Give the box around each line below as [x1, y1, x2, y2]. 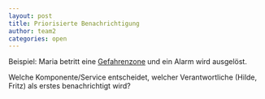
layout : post [8, 11, 53, 20]
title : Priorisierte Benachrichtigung [8, 19, 140, 28]
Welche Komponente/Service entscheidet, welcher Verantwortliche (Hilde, [8, 72, 258, 82]
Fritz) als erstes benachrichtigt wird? [8, 81, 132, 91]
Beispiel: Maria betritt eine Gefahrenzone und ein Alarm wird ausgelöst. [8, 57, 248, 67]
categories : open [8, 34, 67, 43]
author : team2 [8, 27, 57, 35]
